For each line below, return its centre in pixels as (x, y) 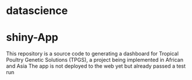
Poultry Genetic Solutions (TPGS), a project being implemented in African (95, 60)
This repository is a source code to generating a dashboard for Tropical (92, 54)
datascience (37, 11)
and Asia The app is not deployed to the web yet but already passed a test (96, 66)
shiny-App (32, 38)
